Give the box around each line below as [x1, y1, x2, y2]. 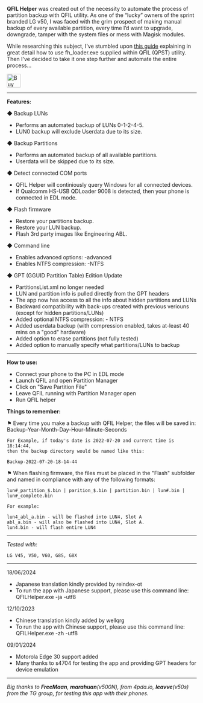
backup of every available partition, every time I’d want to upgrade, [7, 24, 173, 31]
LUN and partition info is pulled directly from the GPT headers [15, 290, 169, 297]
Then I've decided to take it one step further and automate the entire [7, 56, 177, 62]
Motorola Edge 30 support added [15, 653, 99, 660]
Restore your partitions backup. [15, 218, 94, 224]
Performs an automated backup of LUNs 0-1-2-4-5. [15, 121, 144, 129]
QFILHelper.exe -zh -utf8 [15, 630, 78, 637]
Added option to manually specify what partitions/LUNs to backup [15, 342, 180, 348]
